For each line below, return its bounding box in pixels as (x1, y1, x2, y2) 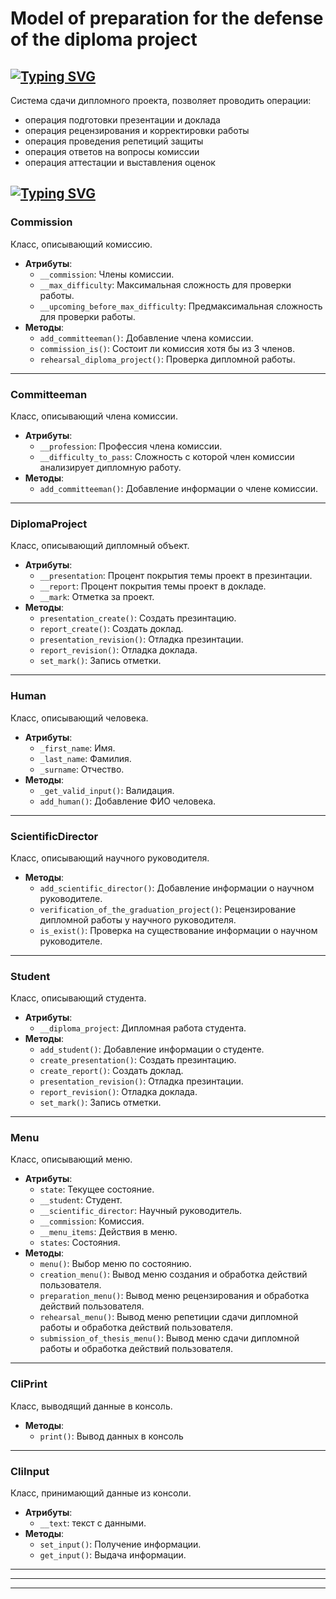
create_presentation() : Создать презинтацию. (39, 1054, 237, 1066)
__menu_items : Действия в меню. (39, 1226, 178, 1238)
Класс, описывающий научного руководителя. (10, 852, 210, 864)
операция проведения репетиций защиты (24, 135, 204, 147)
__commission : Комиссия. (39, 1215, 145, 1227)
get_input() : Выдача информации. (39, 1549, 187, 1561)
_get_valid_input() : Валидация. (39, 784, 175, 796)
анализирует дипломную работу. (39, 461, 182, 473)
